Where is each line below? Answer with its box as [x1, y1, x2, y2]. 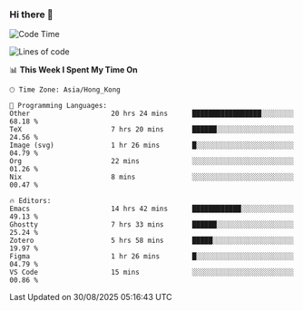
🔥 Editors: [9, 197, 52, 206]
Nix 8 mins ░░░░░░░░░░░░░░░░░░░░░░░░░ [9, 172, 295, 182]
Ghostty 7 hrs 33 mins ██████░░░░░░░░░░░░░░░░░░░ [9, 220, 295, 229]
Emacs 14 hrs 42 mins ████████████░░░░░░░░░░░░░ [9, 204, 295, 214]
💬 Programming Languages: [9, 102, 107, 111]
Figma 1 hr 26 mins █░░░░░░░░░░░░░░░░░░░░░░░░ [9, 252, 295, 261]
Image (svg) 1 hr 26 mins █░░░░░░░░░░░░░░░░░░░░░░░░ [9, 141, 295, 151]
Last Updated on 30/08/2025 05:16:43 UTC [9, 292, 172, 303]
